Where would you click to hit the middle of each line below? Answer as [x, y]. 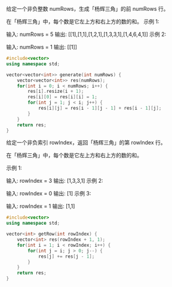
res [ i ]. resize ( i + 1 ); [56, 92]
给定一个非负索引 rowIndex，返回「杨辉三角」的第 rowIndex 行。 [86, 143]
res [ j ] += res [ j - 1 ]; [66, 256]
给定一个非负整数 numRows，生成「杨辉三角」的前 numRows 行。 [87, 9]
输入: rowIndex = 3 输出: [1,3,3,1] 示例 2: [55, 181]
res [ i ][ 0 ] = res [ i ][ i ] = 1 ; [62, 97]
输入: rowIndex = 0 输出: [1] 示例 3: [49, 194]
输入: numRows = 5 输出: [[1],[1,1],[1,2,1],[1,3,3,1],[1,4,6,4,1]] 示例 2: [86, 34]
